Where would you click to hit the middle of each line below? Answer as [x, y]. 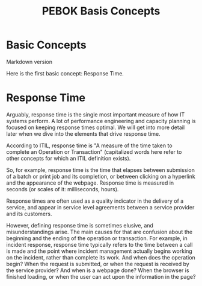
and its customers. [29, 214]
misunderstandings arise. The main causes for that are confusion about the [99, 232]
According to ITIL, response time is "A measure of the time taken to [89, 145]
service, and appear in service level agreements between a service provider [100, 207]
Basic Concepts [47, 45]
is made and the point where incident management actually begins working [99, 251]
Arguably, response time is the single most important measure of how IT [96, 114]
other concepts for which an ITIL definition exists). [69, 158]
